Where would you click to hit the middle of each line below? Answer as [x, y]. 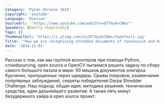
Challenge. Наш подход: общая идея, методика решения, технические [79, 85]
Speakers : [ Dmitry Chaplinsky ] [37, 28]
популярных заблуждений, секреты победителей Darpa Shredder [74, 81]
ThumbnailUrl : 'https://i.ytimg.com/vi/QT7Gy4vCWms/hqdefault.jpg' [76, 37]
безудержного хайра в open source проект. [50, 96]
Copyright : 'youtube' [27, 14]
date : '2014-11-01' [25, 46]
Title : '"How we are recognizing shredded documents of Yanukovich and [80, 42]
